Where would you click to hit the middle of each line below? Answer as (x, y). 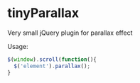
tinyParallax (43, 13)
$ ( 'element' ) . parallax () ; (52, 66)
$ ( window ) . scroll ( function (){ (52, 59)
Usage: (18, 46)
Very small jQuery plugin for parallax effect (70, 33)
